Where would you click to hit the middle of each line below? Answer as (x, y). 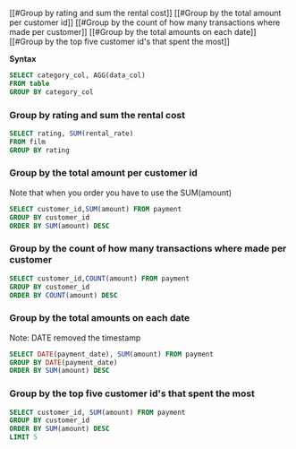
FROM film (28, 142)
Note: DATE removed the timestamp (75, 337)
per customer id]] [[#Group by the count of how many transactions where (145, 22)
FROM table (30, 83)
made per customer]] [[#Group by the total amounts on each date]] (133, 32)
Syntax (23, 59)
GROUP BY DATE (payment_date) (63, 362)
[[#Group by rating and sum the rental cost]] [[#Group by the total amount (145, 13)
